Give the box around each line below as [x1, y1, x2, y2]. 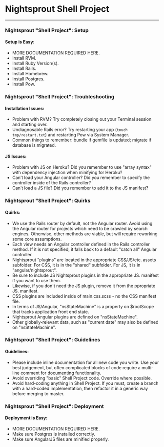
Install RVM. [12, 55, 37, 61]
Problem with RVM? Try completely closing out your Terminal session [12, 116, 152, 122]
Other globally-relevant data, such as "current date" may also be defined [12, 319, 159, 325]
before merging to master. [12, 390, 65, 397]
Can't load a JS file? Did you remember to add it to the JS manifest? [12, 185, 149, 191]
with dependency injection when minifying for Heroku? [12, 170, 123, 176]
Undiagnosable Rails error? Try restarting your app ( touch [12, 127, 128, 133]
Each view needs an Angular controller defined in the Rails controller [12, 241, 150, 247]
